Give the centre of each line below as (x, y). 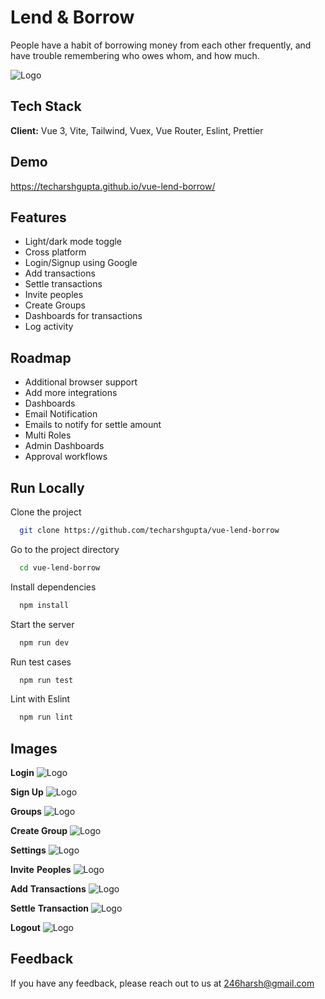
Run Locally (47, 487)
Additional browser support (81, 382)
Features (38, 217)
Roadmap (41, 357)
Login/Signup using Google (81, 263)
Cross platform (55, 252)
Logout (25, 928)
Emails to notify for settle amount (93, 425)
